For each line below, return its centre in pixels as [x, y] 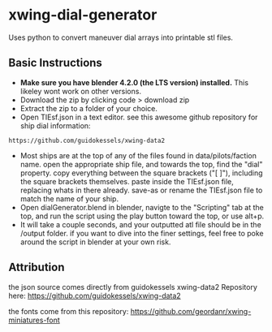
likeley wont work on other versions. [81, 91]
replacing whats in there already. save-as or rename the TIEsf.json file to [141, 190]
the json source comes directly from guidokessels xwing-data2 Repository [133, 287]
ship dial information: [55, 125]
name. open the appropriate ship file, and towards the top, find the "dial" [141, 164]
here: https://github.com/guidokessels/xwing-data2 [95, 295]
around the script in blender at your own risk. [95, 242]
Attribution [37, 267]
